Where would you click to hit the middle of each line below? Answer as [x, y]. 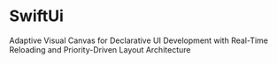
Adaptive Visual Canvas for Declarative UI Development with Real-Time [138, 40]
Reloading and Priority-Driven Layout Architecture [100, 49]
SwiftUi [37, 16]
